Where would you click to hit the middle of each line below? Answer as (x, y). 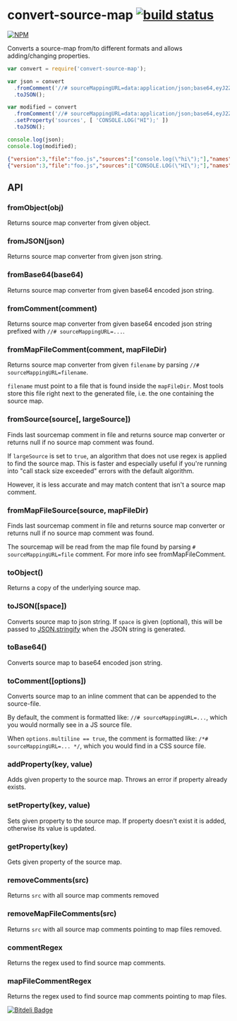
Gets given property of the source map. (65, 862)
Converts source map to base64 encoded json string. (85, 662)
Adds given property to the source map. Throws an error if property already (117, 780)
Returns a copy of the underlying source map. (74, 588)
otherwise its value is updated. (52, 828)
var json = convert (36, 81)
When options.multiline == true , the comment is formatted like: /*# (108, 739)
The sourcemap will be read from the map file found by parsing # (102, 546)
